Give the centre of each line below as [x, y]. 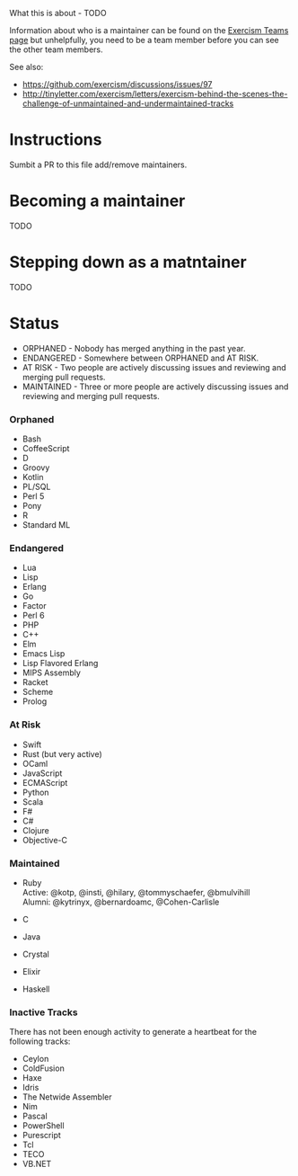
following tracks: [40, 1041]
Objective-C [45, 840]
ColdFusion [43, 1068]
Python [35, 792]
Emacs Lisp [44, 654]
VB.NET [37, 1164]
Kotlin [33, 477]
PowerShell [43, 1126]
